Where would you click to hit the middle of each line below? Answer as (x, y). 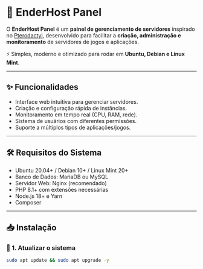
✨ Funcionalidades (42, 87)
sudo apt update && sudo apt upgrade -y (58, 261)
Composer (28, 202)
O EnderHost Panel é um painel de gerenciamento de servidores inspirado (101, 29)
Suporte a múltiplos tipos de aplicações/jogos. (73, 127)
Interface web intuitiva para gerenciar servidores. (76, 101)
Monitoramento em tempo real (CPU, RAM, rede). (76, 115)
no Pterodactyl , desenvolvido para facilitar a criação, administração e (94, 35)
